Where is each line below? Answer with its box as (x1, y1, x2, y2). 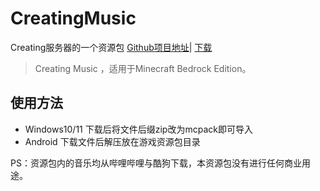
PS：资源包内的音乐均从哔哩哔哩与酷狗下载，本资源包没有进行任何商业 (10, 157, 302, 169)
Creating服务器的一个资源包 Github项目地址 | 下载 (10, 41, 213, 53)
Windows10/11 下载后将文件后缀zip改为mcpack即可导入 (24, 123, 253, 135)
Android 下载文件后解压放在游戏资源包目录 (24, 135, 201, 147)
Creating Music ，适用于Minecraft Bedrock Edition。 (34, 62, 252, 74)
